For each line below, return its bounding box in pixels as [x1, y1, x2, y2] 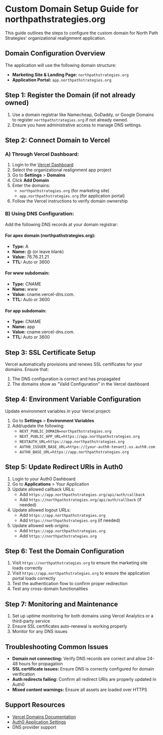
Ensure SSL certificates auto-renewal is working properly [12, 623, 127, 629]
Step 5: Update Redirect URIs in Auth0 [5, 463, 123, 471]
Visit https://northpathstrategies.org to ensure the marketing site [12, 560, 148, 566]
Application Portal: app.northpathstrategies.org [12, 77, 112, 82]
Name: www [12, 286, 38, 292]
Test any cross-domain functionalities [12, 586, 88, 592]
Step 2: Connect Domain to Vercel [5, 136, 110, 144]
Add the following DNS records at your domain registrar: [5, 221, 118, 227]
